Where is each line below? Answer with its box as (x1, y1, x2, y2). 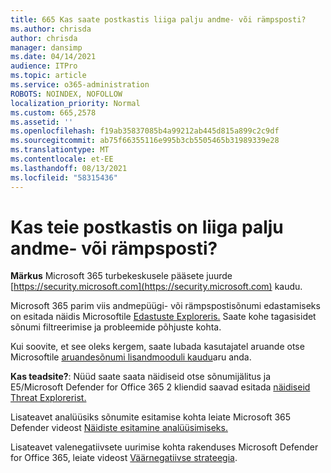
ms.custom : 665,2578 (10, 107, 97, 118)
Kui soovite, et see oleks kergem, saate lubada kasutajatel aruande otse (10, 341, 305, 353)
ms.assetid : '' (10, 117, 74, 127)
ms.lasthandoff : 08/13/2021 (10, 163, 128, 173)
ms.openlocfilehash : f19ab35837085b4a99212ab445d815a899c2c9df (10, 126, 280, 136)
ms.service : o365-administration (10, 80, 150, 90)
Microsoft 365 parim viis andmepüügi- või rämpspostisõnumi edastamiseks (10, 300, 321, 312)
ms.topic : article (10, 71, 87, 81)
